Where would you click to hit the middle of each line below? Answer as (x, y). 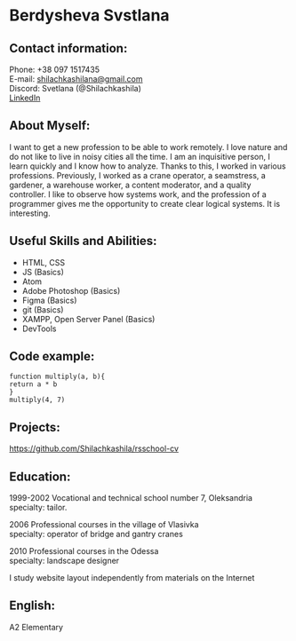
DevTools (39, 328)
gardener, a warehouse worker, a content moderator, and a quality (130, 185)
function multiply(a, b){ (57, 377)
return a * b (33, 384)
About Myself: (50, 126)
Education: (40, 476)
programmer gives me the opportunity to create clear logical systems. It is (145, 203)
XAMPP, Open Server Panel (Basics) (88, 319)
